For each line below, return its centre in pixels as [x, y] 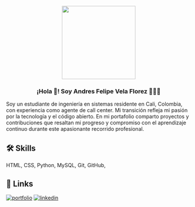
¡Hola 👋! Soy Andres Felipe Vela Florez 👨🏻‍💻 [99, 91]
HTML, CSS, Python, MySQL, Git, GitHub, [56, 165]
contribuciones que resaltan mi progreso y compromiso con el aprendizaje [96, 123]
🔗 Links [20, 184]
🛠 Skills [21, 148]
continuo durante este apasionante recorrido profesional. [75, 129]
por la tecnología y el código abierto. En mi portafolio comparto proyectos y [97, 117]
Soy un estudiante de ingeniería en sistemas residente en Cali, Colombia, [94, 104]
